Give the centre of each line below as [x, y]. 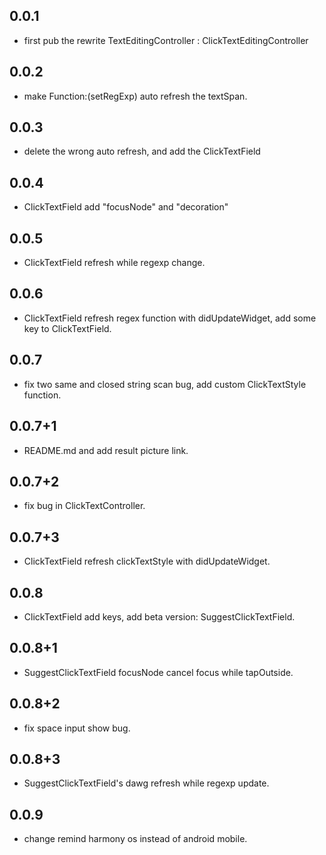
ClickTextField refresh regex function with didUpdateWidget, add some [170, 318]
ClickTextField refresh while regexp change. [114, 263]
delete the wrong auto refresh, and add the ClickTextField [142, 151]
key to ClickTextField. [67, 328]
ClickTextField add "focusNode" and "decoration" [126, 207]
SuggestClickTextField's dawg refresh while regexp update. [146, 783]
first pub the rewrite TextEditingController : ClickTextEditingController [166, 40]
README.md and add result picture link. [106, 450]
